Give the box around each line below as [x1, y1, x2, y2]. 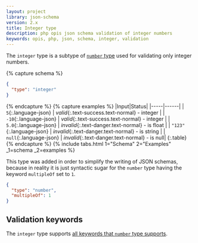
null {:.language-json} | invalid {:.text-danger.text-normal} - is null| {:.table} [6, 134, 187, 141]
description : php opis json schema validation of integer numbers [6, 31, 173, 36]
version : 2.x [6, 19, 38, 25]
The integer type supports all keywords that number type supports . [6, 230, 168, 237]
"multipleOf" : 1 [11, 192, 51, 199]
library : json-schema [6, 14, 60, 20]
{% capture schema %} [6, 70, 63, 76]
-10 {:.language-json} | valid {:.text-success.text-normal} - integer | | [6, 115, 170, 122]
